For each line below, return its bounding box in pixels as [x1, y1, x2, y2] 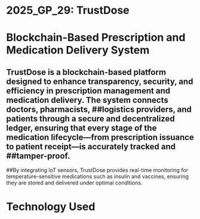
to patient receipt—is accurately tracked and [6, 141, 176, 152]
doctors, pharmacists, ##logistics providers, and [6, 104, 192, 114]
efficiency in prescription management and [6, 86, 171, 96]
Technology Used [6, 200, 96, 214]
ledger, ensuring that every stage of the [6, 123, 157, 133]
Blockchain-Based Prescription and [6, 31, 186, 45]
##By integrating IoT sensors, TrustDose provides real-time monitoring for [6, 167, 189, 174]
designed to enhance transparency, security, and [6, 76, 193, 86]
